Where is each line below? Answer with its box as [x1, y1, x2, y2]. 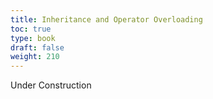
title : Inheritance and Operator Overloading [10, 14, 203, 25]
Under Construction [10, 79, 92, 91]
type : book [10, 33, 56, 43]
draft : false [10, 42, 65, 53]
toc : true [10, 24, 52, 34]
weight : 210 [10, 52, 60, 62]
